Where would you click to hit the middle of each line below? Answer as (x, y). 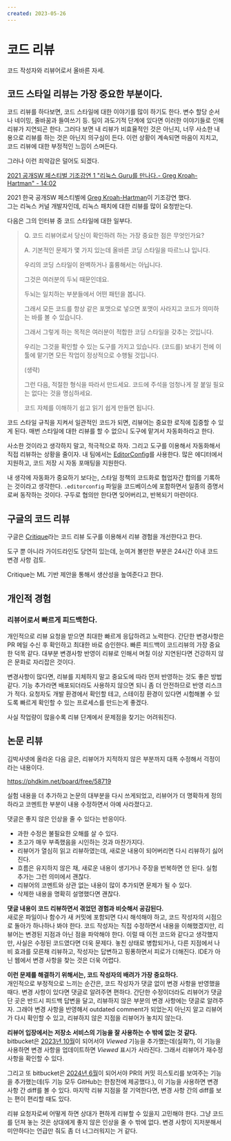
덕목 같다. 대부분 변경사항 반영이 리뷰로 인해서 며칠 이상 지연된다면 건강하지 (115, 653)
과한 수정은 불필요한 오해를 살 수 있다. (68, 833)
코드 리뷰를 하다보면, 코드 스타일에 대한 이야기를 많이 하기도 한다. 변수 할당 (107, 112)
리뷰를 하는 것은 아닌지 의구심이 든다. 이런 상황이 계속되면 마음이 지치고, (122, 138)
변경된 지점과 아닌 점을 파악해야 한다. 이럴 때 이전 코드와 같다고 (110, 934)
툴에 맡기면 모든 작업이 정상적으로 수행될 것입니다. (91, 355)
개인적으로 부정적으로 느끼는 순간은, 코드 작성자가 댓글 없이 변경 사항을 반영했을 (114, 983)
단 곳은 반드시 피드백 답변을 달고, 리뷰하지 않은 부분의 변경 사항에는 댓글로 (106, 1000)
